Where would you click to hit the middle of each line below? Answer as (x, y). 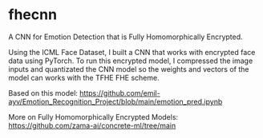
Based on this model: (43, 93)
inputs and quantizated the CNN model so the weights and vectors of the (129, 69)
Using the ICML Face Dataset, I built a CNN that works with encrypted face (132, 52)
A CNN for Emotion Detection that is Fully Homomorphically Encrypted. (125, 37)
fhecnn (33, 15)
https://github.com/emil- (120, 93)
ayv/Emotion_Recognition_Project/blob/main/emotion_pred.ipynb (115, 101)
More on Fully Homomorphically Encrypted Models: (93, 116)
